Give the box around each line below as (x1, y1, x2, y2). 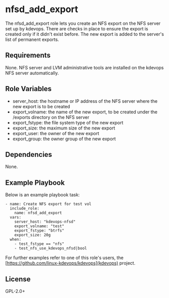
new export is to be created (12, 103, 70, 109)
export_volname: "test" (14, 224, 65, 229)
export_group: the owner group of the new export (12, 136, 116, 142)
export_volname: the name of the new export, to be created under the (12, 109, 158, 115)
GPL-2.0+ (5, 288, 25, 294)
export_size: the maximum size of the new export (12, 125, 115, 131)
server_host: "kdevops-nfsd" (14, 219, 76, 225)
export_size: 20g (14, 233, 51, 238)
